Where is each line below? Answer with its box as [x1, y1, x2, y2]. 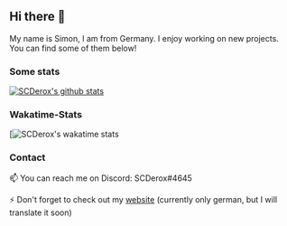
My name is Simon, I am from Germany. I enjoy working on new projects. [9, 33, 280, 43]
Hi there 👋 [9, 9, 66, 24]
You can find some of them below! [9, 42, 137, 53]
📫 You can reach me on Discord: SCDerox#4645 [9, 173, 192, 184]
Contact [9, 151, 46, 164]
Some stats [9, 65, 60, 78]
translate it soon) [9, 207, 72, 218]
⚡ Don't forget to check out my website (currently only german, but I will [9, 193, 278, 204]
